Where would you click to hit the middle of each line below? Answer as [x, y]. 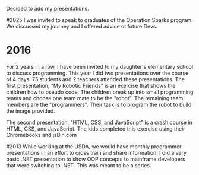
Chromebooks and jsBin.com [42, 135]
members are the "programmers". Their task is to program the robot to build [99, 104]
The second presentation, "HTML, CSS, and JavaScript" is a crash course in [99, 122]
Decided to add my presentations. [48, 9]
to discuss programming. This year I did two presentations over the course [97, 73]
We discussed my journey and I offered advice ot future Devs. [82, 26]
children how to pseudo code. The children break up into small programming [100, 92]
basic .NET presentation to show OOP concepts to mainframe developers [96, 159]
